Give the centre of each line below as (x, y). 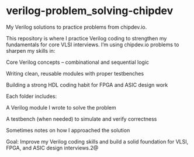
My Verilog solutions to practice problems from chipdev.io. (77, 27)
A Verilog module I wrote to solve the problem (61, 107)
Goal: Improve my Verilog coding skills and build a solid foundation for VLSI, (97, 141)
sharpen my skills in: (31, 50)
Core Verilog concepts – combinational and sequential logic (78, 62)
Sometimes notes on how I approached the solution (68, 130)
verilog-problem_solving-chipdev (90, 11)
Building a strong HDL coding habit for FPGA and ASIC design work (87, 85)
